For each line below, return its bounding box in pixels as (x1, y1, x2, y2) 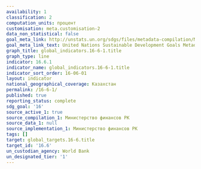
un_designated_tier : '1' (6, 153, 68, 159)
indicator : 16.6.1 (6, 59, 52, 65)
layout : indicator (6, 76, 52, 82)
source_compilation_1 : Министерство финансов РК (6, 114, 130, 120)
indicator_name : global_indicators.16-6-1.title (6, 64, 130, 71)
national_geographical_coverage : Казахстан (6, 82, 117, 87)
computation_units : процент (6, 20, 77, 26)
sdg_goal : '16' (6, 103, 44, 110)
